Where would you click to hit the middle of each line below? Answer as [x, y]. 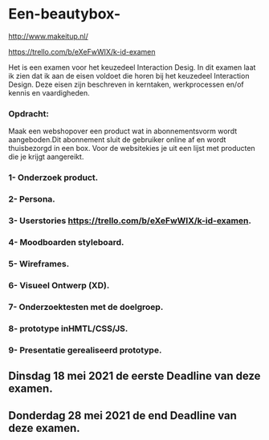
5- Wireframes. [39, 263]
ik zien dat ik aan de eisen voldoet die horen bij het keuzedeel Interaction [129, 75]
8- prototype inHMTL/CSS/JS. [68, 328]
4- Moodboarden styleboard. [66, 242]
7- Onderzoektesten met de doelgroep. [86, 307]
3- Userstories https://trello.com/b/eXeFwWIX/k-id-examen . [130, 220]
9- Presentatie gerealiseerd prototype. [85, 350]
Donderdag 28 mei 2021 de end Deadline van [122, 416]
